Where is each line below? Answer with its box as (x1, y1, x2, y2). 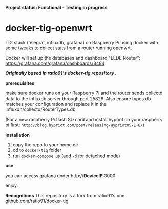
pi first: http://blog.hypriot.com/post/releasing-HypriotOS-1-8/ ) (5, 122, 145, 128)
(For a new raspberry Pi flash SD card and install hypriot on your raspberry (5, 116, 163, 122)
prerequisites (5, 80, 35, 86)
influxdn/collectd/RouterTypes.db (5, 106, 76, 112)
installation (5, 131, 30, 138)
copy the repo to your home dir (12, 141, 78, 148)
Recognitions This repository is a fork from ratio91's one (5, 192, 125, 198)
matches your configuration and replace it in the (5, 101, 107, 107)
